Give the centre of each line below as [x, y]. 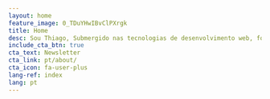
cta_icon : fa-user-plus [48, 68]
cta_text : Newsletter [45, 53]
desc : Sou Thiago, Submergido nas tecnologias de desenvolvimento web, [131, 38]
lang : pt [23, 82]
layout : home [30, 16]
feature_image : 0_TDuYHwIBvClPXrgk [68, 23]
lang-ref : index [35, 75]
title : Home [28, 30]
